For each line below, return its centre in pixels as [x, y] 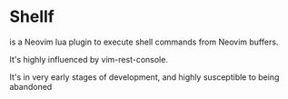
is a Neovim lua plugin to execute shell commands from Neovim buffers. [144, 42]
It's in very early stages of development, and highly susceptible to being [144, 77]
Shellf [32, 17]
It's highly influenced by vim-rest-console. [89, 59]
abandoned [31, 86]
